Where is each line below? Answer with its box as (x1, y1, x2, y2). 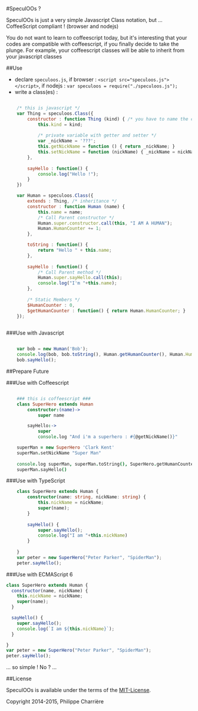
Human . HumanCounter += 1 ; (37, 226, 101, 232)
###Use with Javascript (6, 329, 64, 336)
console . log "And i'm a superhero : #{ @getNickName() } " (37, 434, 178, 440)
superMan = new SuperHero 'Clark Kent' (16, 444, 115, 450)
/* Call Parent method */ (37, 269, 101, 275)
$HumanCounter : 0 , (27, 302, 75, 308)
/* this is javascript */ (16, 105, 81, 111)
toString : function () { (27, 242, 88, 248)
